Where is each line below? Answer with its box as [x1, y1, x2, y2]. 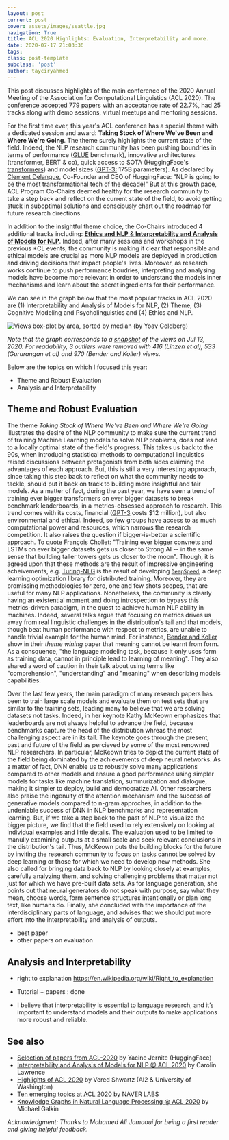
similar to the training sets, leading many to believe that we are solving [7, 704, 205, 713]
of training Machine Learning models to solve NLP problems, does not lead [7, 436, 218, 444]
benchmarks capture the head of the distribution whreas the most [7, 726, 193, 735]
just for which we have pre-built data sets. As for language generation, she [7, 879, 218, 888]
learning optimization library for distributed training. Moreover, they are [7, 574, 207, 583]
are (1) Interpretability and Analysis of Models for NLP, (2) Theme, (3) [7, 301, 202, 309]
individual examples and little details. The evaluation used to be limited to [7, 828, 213, 837]
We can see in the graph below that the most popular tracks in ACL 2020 [7, 294, 213, 302]
